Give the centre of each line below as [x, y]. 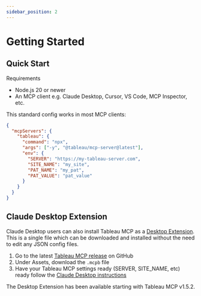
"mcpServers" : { [32, 131]
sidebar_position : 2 [32, 12]
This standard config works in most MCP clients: [66, 114]
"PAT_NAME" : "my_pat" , [56, 170]
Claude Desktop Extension [57, 217]
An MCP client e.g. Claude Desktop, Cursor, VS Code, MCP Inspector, [101, 96]
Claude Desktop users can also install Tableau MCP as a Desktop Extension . [100, 231]
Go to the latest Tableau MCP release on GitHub [74, 256]
